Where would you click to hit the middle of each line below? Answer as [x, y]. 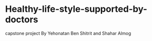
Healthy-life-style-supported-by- [76, 9]
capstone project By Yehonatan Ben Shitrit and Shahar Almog [68, 33]
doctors [22, 20]
